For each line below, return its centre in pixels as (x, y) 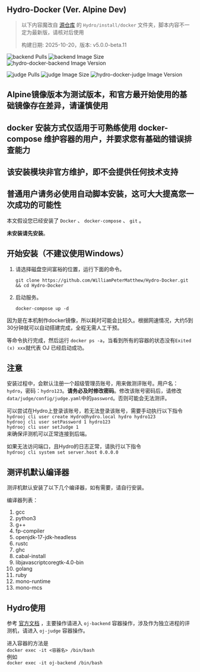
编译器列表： (22, 500)
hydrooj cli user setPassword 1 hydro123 (59, 422)
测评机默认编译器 (38, 472)
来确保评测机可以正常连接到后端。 (48, 434)
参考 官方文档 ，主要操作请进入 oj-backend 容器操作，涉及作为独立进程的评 (99, 623)
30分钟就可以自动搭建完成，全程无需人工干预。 (65, 327)
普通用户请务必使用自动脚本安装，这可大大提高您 (96, 194)
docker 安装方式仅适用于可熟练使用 (72, 128)
